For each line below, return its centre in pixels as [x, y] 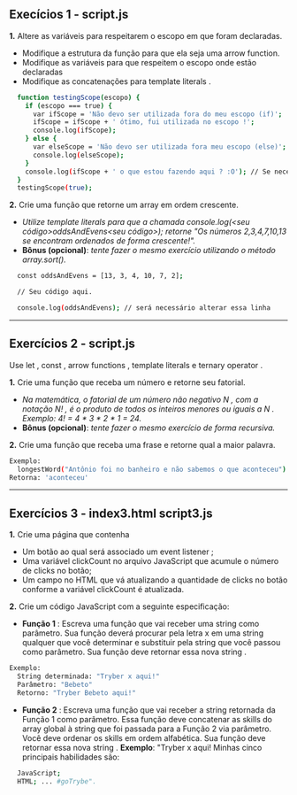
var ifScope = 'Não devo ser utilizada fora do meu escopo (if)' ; [157, 114]
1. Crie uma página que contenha [69, 535]
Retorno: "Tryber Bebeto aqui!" [77, 693]
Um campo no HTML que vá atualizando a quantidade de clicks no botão [155, 580]
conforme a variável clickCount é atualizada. [103, 590]
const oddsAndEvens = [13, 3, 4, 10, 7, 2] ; [100, 276]
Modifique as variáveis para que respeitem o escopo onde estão [139, 62]
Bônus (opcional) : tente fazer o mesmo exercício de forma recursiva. [148, 428]
